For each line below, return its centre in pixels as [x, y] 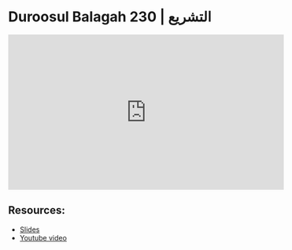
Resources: [37, 210]
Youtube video [43, 237]
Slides [30, 229]
